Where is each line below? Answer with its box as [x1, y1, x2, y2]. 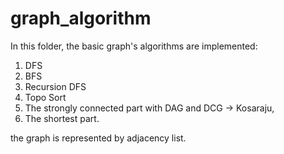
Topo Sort [24, 91, 67, 103]
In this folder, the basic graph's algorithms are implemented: [10, 40, 258, 52]
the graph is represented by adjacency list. [10, 132, 187, 144]
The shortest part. [24, 112, 100, 124]
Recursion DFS [24, 80, 87, 92]
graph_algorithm [10, 7, 152, 30]
